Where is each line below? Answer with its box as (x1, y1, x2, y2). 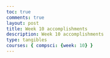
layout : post (6, 20, 39, 26)
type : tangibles (6, 37, 47, 43)
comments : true (6, 14, 45, 21)
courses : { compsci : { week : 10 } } (6, 43, 94, 49)
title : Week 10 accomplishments (6, 25, 88, 32)
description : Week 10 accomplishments (6, 31, 104, 37)
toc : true (6, 8, 31, 15)
